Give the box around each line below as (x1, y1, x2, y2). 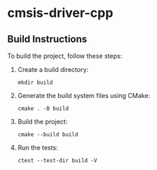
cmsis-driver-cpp (7, 5, 114, 21)
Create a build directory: (17, 66, 89, 73)
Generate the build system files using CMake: (17, 92, 151, 99)
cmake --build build (17, 131, 78, 138)
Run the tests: (17, 143, 59, 152)
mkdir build (17, 79, 53, 86)
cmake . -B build (17, 105, 69, 112)
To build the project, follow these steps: (7, 51, 122, 60)
